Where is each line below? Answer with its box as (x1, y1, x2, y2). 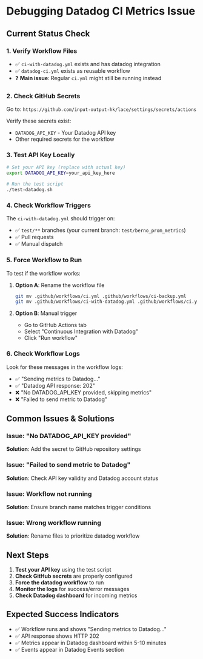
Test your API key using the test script (15, 566, 111, 573)
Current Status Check (6, 29, 90, 39)
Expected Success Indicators (6, 609, 119, 620)
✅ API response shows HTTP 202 (15, 632, 100, 640)
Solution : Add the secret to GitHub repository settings (6, 445, 141, 453)
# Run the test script (6, 181, 64, 188)
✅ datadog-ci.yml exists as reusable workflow (15, 67, 130, 74)
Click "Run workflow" (24, 334, 78, 342)
